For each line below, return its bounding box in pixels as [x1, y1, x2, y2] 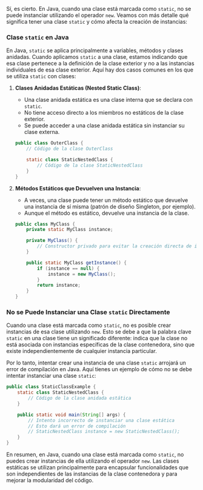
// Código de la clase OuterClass [26, 146, 113, 152]
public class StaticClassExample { [6, 384, 96, 390]
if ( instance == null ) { [37, 265, 100, 272]
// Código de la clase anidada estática [28, 395, 131, 401]
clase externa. [24, 129, 60, 136]
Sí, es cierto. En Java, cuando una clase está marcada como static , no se [6, 5, 191, 12]
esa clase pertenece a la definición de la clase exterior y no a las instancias [6, 60, 195, 67]
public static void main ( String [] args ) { [17, 412, 126, 418]
